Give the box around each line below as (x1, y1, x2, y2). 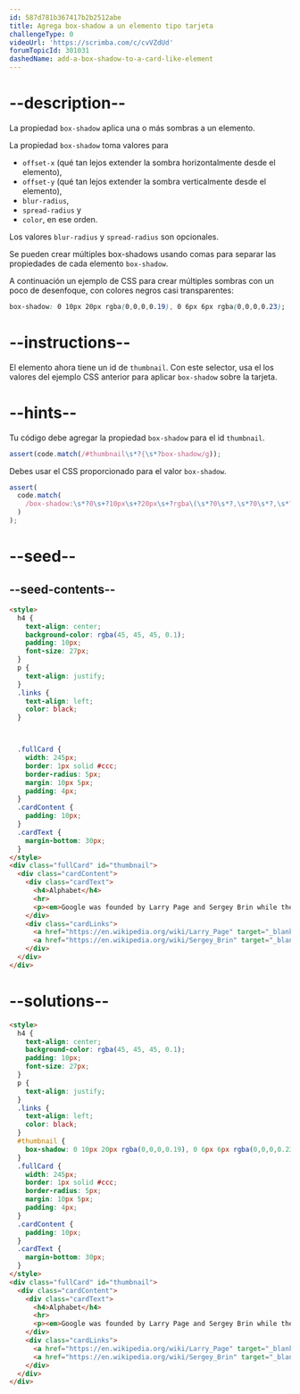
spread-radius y (21, 205, 82, 215)
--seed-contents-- (9, 581, 116, 597)
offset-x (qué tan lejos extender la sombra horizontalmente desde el (21, 157, 276, 168)
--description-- (9, 93, 127, 113)
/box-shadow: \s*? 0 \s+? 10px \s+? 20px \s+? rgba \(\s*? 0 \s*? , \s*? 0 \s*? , (25, 499, 278, 509)
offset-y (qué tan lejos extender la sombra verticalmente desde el (21, 176, 266, 187)
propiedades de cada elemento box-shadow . (9, 258, 169, 269)
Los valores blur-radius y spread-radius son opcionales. (9, 231, 219, 242)
